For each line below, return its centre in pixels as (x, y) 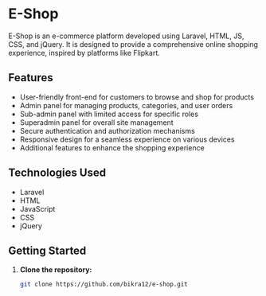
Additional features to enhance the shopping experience (112, 147)
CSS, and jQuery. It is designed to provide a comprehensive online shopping (133, 44)
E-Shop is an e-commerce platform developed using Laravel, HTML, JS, (126, 36)
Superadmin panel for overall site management (96, 122)
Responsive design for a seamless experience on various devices (127, 139)
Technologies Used (57, 173)
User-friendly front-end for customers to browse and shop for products (137, 97)
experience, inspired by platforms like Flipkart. (84, 53)
